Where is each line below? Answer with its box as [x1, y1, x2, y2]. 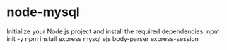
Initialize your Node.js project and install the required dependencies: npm [6, 27, 220, 35]
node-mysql [6, 4, 80, 20]
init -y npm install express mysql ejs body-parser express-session [6, 34, 199, 42]
